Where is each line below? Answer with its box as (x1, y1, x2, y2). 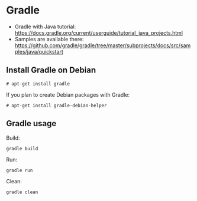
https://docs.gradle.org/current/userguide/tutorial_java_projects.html (14, 29, 183, 36)
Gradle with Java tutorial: (14, 23, 76, 30)
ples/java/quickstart (14, 48, 64, 55)
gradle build (6, 146, 38, 151)
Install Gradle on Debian (6, 65, 96, 75)
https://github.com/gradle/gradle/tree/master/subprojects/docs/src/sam (14, 42, 191, 49)
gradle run (6, 167, 33, 173)
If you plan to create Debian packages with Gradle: (6, 91, 130, 98)
